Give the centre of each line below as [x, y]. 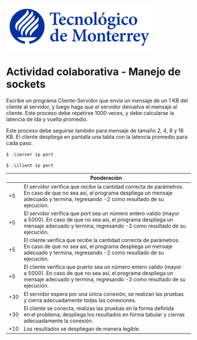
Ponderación [106, 178]
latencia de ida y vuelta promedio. [47, 119]
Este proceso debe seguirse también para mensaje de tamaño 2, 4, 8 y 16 [95, 130]
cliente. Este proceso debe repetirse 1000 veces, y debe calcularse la [90, 113]
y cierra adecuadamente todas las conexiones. [80, 300]
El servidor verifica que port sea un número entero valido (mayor [102, 213]
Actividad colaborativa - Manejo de [93, 72]
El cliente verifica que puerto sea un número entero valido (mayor [103, 267]
